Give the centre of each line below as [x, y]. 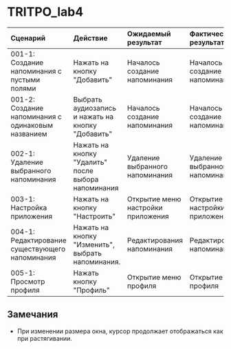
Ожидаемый [149, 34]
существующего [38, 249]
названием [29, 133]
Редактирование [38, 240]
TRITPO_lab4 [45, 12]
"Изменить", [94, 245]
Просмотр [28, 281]
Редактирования [155, 240]
